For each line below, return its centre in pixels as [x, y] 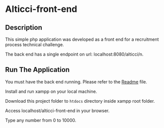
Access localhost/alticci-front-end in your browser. [57, 111]
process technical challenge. [35, 45]
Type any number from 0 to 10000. [41, 120]
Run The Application [38, 70]
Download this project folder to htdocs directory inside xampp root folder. [80, 101]
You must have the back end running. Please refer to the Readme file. [76, 82]
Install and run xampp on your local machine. [51, 91]
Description [24, 28]
